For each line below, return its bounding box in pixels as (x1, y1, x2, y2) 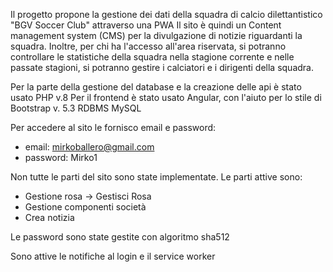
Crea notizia (24, 212, 75, 223)
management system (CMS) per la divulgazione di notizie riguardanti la (10, 30, 303, 41)
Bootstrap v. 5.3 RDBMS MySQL (10, 102, 142, 114)
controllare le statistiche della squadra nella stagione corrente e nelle (10, 51, 295, 63)
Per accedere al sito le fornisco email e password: (10, 122, 217, 133)
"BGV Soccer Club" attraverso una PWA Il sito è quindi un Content (10, 19, 282, 31)
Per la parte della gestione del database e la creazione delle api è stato (10, 81, 302, 93)
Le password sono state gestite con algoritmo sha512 (10, 231, 230, 243)
